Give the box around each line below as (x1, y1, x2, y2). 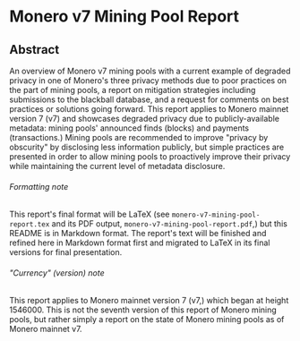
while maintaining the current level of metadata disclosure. (9, 161, 226, 171)
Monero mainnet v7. (9, 324, 82, 335)
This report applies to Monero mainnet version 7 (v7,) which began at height (9, 295, 289, 306)
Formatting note (9, 181, 69, 192)
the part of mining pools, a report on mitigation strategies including (9, 85, 256, 95)
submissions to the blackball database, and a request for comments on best (9, 94, 289, 105)
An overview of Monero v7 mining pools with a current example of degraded (9, 65, 291, 76)
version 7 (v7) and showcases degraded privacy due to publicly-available (9, 114, 280, 124)
